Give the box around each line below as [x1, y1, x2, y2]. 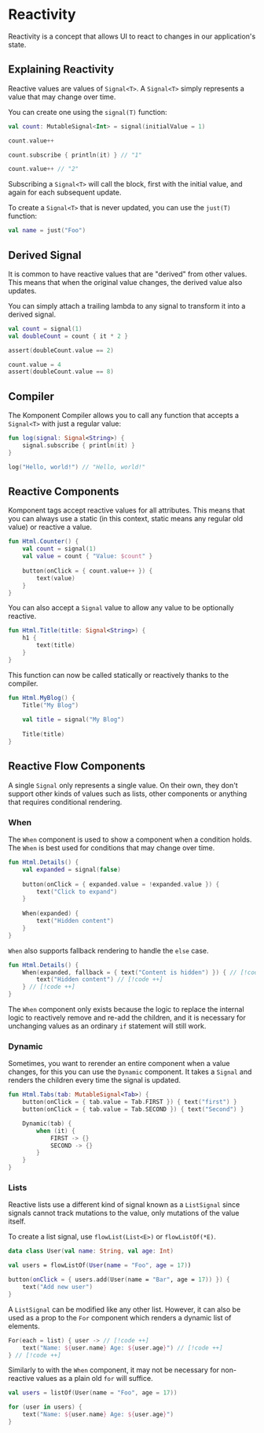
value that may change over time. [8, 92, 116, 102]
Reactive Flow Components [8, 760, 145, 773]
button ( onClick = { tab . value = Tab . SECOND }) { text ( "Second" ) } [22, 1105, 244, 1113]
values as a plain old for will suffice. [35, 1374, 153, 1383]
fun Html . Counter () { [8, 538, 79, 546]
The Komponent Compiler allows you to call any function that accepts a [8, 411, 240, 420]
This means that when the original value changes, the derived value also [8, 277, 243, 287]
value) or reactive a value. [8, 522, 93, 532]
